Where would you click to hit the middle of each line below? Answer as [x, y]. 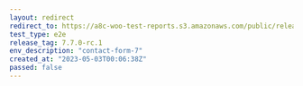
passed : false [36, 68]
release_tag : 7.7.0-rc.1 [56, 43]
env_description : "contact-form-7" [76, 51]
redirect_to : [34, 26]
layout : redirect [42, 17]
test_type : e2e [38, 34]
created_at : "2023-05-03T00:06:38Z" [78, 59]
